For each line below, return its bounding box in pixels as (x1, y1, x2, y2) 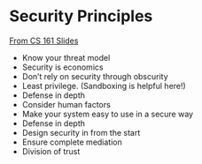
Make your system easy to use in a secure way (21, 108, 193, 119)
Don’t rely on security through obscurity (21, 71, 168, 81)
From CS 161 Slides (9, 35, 79, 46)
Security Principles (9, 6, 153, 26)
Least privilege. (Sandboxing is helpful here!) (21, 80, 186, 91)
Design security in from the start (21, 127, 141, 138)
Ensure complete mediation (21, 137, 122, 147)
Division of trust (21, 145, 81, 156)
